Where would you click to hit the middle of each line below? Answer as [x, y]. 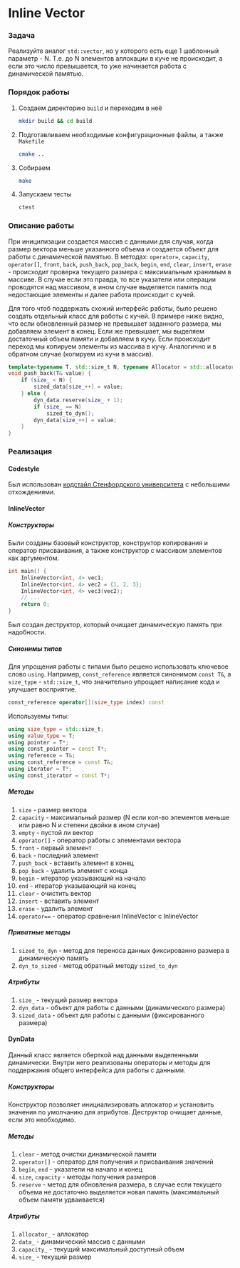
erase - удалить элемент [56, 908]
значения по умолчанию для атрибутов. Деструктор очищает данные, [115, 1112]
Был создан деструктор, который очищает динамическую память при [115, 625]
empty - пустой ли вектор [56, 832]
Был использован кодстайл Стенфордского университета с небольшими [119, 484]
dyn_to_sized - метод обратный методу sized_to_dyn [98, 965]
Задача [21, 36]
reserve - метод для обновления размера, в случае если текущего [120, 1184]
